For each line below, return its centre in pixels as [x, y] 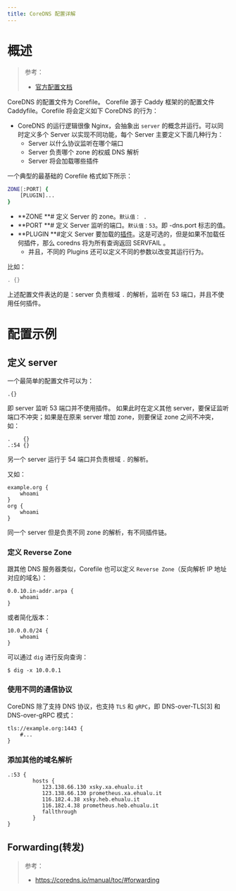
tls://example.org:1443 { [45, 728]
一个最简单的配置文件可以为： [50, 381]
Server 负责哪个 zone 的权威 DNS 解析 [83, 152]
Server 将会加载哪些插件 [63, 161]
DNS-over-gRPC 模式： [41, 715]
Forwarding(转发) [46, 848]
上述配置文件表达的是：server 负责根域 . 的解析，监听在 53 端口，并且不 [113, 295]
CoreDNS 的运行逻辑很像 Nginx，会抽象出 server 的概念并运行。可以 [117, 125]
